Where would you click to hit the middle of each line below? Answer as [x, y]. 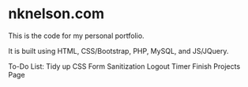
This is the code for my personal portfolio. [76, 36]
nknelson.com [56, 14]
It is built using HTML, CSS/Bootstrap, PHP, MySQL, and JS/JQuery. [118, 51]
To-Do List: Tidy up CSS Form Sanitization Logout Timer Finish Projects [124, 66]
